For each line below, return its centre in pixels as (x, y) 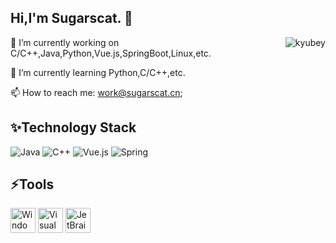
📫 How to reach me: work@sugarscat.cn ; (96, 92)
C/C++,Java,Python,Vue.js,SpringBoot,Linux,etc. (111, 53)
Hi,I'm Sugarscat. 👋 (71, 18)
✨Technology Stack (73, 127)
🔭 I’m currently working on (65, 42)
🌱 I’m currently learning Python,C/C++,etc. (98, 72)
